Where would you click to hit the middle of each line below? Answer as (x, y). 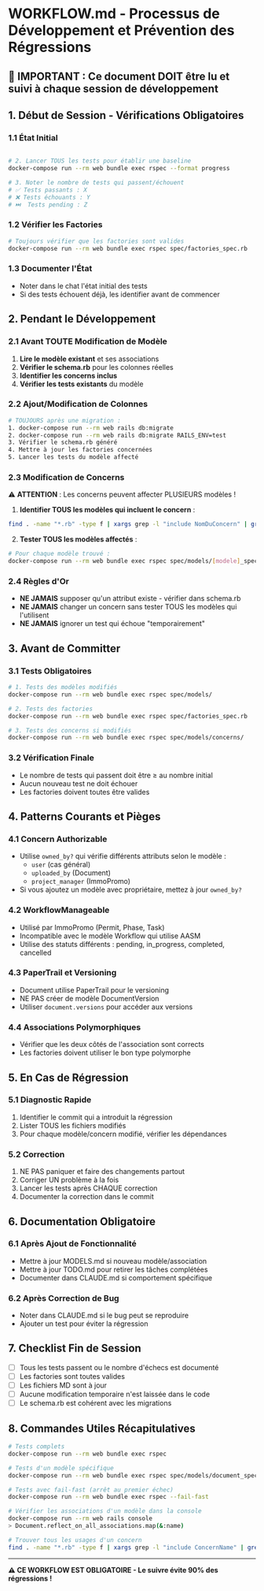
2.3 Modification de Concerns (66, 478)
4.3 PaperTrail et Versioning (62, 973)
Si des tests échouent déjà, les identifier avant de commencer (119, 294)
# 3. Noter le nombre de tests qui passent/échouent (96, 183)
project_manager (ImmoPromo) (81, 881)
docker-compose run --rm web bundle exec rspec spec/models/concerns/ (126, 738)
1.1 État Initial (33, 137)
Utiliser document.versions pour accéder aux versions (106, 1007)
